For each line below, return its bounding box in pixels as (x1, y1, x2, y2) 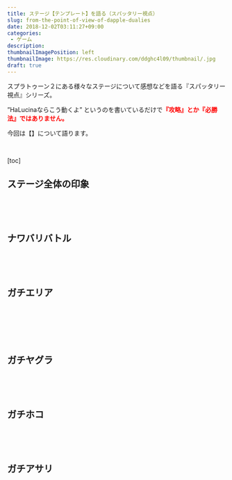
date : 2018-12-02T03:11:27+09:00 (7, 23, 104, 30)
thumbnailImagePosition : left (7, 49, 95, 56)
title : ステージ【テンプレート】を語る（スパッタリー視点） (7, 10, 158, 17)
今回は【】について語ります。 (7, 129, 92, 137)
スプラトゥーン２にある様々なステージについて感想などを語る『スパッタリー (7, 81, 226, 90)
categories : (7, 29, 42, 37)
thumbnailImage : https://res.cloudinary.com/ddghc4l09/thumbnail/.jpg (7, 56, 216, 63)
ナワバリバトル (7, 232, 72, 244)
